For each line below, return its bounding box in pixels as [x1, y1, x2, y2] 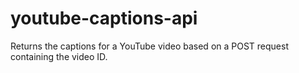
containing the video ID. [10, 50, 108, 62]
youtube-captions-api [10, 7, 198, 30]
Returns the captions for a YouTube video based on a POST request [10, 40, 289, 52]
